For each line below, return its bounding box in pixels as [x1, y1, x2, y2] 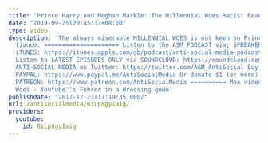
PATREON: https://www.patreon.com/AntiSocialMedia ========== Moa [15, 78, 241, 86]
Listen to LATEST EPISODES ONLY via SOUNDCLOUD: [15, 56, 180, 64]
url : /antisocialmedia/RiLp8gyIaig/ [8, 100, 130, 108]
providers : [8, 108, 45, 116]
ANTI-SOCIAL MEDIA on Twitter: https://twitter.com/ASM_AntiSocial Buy [15, 64, 259, 71]
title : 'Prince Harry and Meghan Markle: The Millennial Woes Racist [8, 11, 245, 20]
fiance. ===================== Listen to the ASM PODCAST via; [15, 41, 230, 49]
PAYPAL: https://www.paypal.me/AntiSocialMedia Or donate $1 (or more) [15, 71, 259, 79]
